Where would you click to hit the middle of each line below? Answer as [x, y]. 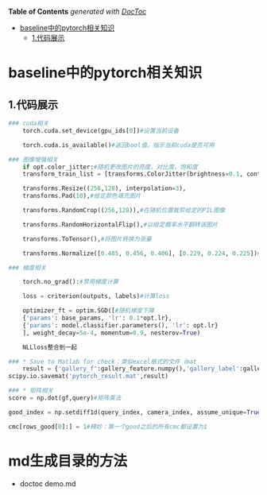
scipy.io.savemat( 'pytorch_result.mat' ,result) [89, 377]
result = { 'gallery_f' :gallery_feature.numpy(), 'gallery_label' [131, 369]
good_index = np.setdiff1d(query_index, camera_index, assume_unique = [128, 412]
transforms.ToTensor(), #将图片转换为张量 [87, 239]
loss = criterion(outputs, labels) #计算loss [96, 296]
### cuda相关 [29, 123]
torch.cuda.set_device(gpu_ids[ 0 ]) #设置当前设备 [101, 130]
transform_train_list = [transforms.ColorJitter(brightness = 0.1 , [133, 174]
